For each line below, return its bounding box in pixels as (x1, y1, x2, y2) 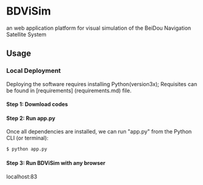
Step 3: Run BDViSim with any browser (6, 159, 106, 166)
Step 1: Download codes (6, 101, 68, 108)
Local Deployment (6, 67, 61, 75)
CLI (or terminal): (6, 135, 48, 142)
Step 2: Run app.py (6, 114, 56, 122)
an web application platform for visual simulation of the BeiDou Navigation (6, 24, 191, 32)
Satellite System (6, 30, 47, 38)
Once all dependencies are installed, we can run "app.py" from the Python (6, 128, 192, 135)
